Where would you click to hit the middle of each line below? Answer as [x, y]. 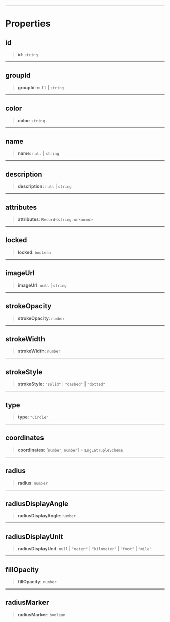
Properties [28, 24]
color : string [31, 120]
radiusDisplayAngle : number [47, 516]
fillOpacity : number [37, 582]
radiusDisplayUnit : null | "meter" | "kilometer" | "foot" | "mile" [84, 549]
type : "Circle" [33, 417]
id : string [28, 55]
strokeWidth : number [39, 351]
